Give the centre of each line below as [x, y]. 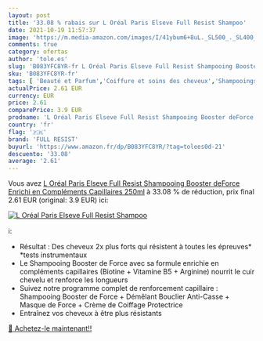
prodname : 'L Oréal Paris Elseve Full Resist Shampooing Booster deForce [131, 118]
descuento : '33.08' [40, 154]
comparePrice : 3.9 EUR [45, 111]
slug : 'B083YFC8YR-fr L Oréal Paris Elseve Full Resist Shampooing [121, 67]
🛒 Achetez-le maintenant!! [50, 328]
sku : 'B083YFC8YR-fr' [43, 74]
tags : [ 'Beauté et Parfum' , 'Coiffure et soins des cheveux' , [112, 81]
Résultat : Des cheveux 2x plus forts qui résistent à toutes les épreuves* [135, 247]
